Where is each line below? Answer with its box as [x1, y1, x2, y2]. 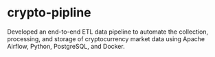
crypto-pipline [7, 5, 91, 21]
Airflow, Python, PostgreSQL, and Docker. [7, 42, 125, 50]
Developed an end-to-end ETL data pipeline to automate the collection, [7, 27, 208, 36]
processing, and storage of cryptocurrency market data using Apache [7, 34, 205, 43]
